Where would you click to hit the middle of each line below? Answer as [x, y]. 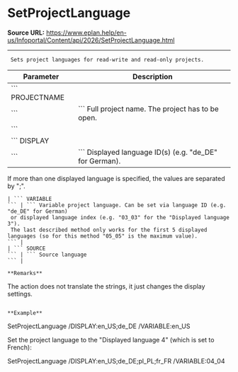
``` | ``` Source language [47, 255]
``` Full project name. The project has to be [148, 109]
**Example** [25, 313]
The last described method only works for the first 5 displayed [109, 230]
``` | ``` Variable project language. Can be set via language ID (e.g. [117, 205]
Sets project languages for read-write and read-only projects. [107, 59]
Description [153, 76]
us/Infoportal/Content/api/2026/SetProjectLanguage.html [91, 40]
